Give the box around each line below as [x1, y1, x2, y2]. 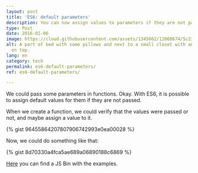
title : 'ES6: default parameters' [6, 14, 91, 20]
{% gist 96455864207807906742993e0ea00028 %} [6, 126, 135, 133]
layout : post [6, 8, 38, 15]
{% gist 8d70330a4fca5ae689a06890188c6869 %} [6, 149, 132, 156]
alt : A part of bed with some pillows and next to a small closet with [6, 42, 186, 48]
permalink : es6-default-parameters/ [6, 63, 96, 70]
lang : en [6, 53, 28, 58]
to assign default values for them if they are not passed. [6, 97, 142, 104]
